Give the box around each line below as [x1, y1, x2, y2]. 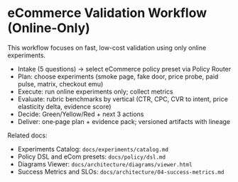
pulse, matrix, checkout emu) [17, 79, 104, 88]
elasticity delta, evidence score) [17, 102, 112, 110]
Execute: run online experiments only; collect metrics [17, 87, 173, 96]
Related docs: [7, 131, 48, 140]
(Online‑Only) [7, 20, 90, 36]
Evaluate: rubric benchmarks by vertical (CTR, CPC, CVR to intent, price [17, 94, 229, 103]
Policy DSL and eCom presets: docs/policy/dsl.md [17, 152, 166, 161]
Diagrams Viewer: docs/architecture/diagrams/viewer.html [17, 159, 193, 168]
